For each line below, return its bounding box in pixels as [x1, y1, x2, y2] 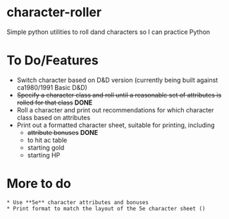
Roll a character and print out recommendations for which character [16, 105, 214, 114]
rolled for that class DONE [16, 98, 93, 107]
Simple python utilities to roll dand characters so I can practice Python [6, 28, 211, 36]
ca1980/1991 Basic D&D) [16, 83, 87, 92]
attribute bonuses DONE [27, 128, 99, 136]
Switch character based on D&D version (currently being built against [16, 76, 218, 84]
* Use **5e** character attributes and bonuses [6, 199, 149, 206]
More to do [6, 176, 71, 191]
